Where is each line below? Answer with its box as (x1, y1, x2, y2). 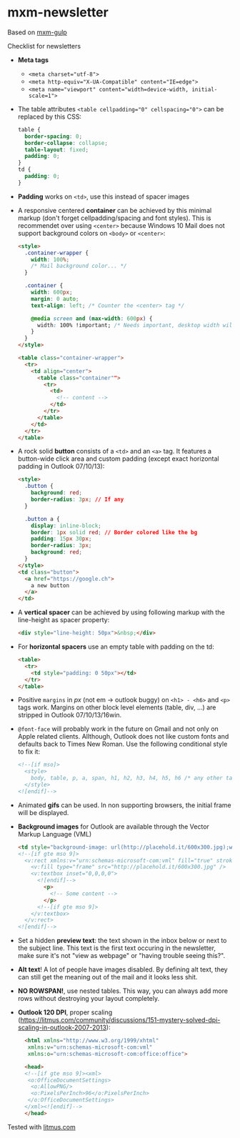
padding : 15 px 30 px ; (31, 535, 92, 543)
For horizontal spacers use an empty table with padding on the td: (17, 642, 214, 651)
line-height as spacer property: (17, 616, 110, 624)
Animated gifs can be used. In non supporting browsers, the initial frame (17, 801, 231, 809)
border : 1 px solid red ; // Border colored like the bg (31, 529, 198, 536)
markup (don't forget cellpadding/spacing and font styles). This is (17, 214, 211, 222)
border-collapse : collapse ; (24, 139, 109, 146)
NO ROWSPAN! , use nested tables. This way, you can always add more (17, 987, 229, 995)
